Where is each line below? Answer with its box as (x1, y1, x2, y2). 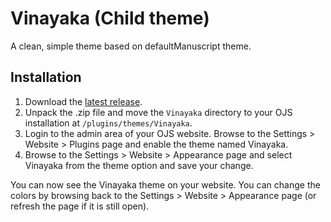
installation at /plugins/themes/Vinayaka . (24, 117, 193, 129)
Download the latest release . (24, 95, 143, 107)
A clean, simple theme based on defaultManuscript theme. (10, 40, 252, 52)
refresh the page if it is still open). (10, 200, 150, 212)
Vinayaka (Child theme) (10, 7, 210, 30)
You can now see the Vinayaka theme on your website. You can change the (10, 178, 321, 191)
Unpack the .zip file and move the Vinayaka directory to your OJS (24, 106, 293, 118)
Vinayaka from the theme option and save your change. (24, 159, 254, 171)
